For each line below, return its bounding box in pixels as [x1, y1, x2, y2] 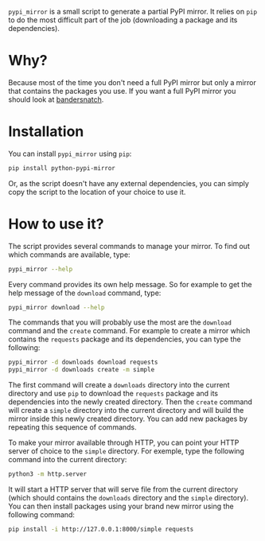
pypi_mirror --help [8, 265, 73, 273]
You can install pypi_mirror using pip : [8, 149, 132, 158]
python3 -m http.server [8, 470, 88, 478]
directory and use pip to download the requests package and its [8, 389, 219, 399]
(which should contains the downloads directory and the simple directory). [8, 493, 249, 503]
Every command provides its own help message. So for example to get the [8, 279, 252, 289]
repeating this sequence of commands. [8, 422, 137, 432]
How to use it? [8, 215, 104, 233]
